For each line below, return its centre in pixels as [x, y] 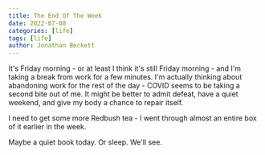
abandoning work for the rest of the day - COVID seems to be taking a [124, 86]
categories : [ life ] [41, 31]
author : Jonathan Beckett [51, 46]
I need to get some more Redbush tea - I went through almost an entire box [132, 118]
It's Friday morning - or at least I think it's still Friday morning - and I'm [125, 68]
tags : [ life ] [30, 38]
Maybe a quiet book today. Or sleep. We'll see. [86, 142]
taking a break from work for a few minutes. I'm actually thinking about [125, 77]
